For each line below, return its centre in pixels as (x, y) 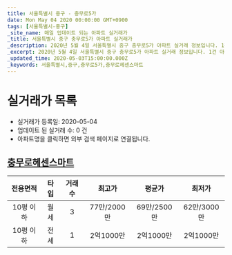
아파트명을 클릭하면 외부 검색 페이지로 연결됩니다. (84, 139)
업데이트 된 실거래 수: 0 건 (52, 130)
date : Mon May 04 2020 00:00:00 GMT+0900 (68, 20)
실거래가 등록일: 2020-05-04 (57, 121)
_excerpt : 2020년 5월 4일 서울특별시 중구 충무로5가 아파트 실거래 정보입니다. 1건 (112, 52)
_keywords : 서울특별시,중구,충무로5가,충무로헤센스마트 (75, 65)
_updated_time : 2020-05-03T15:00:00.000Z (68, 59)
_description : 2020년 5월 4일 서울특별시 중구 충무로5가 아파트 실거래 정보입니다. (113, 45)
